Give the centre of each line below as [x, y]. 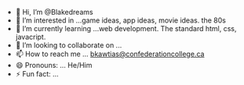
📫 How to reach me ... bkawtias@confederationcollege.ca [110, 54]
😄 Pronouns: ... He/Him [54, 65]
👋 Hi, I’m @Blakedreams [54, 12]
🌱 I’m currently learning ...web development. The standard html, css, [126, 28]
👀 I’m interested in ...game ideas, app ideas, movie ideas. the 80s [120, 20]
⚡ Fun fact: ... [37, 74]
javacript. [31, 37]
